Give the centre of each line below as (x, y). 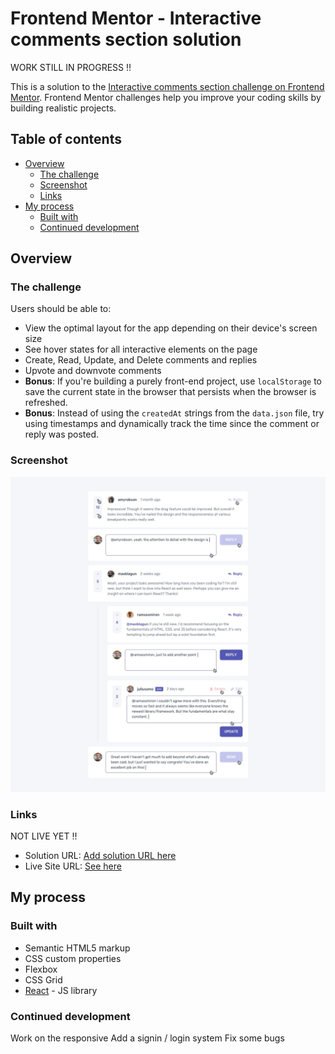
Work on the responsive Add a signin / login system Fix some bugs (147, 1038)
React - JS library (61, 990)
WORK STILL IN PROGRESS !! (71, 67)
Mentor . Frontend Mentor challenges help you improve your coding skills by (166, 97)
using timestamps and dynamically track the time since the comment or (172, 424)
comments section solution (126, 39)
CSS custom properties (73, 958)
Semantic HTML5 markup (77, 948)
